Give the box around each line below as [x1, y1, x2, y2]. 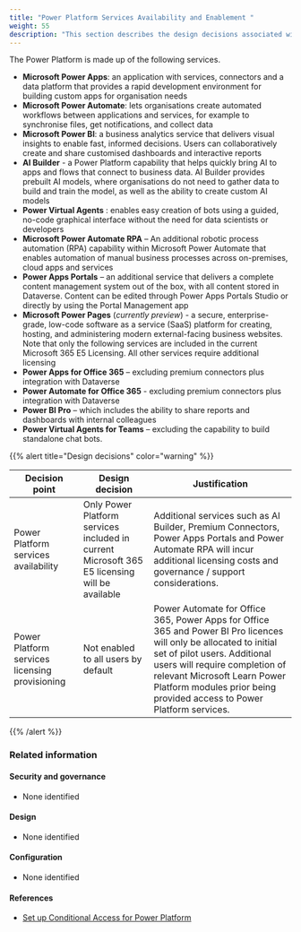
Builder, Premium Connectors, [153, 521, 280, 533]
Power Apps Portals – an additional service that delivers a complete [21, 272, 274, 282]
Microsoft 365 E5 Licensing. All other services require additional [21, 348, 260, 358]
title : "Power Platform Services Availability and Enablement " [9, 13, 254, 22]
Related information [9, 749, 98, 762]
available [83, 588, 121, 600]
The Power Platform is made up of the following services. [9, 55, 221, 65]
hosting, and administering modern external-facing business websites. [21, 329, 284, 340]
